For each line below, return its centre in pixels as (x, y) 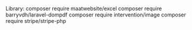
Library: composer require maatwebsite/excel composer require (84, 9)
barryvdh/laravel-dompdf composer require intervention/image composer (96, 15)
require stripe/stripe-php (36, 21)
